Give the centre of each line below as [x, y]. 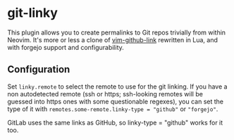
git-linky [33, 13]
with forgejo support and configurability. [66, 47]
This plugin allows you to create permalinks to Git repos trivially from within [117, 32]
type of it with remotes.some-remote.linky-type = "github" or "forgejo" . [113, 109]
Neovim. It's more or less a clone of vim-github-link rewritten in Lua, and [113, 39]
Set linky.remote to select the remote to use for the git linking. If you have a [117, 87]
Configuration [39, 69]
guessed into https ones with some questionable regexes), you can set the [116, 101]
